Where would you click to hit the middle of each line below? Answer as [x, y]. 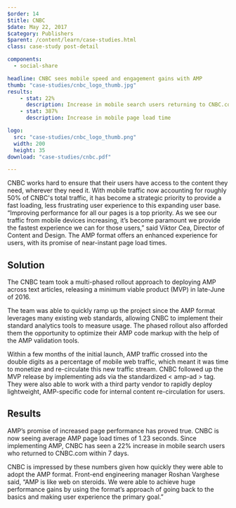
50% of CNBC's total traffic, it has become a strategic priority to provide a [114, 198]
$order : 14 [23, 14]
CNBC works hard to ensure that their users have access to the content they [118, 183]
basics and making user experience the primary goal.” [85, 497]
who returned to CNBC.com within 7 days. [68, 453]
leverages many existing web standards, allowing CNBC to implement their [115, 318]
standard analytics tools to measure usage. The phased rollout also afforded [118, 326]
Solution [26, 265]
